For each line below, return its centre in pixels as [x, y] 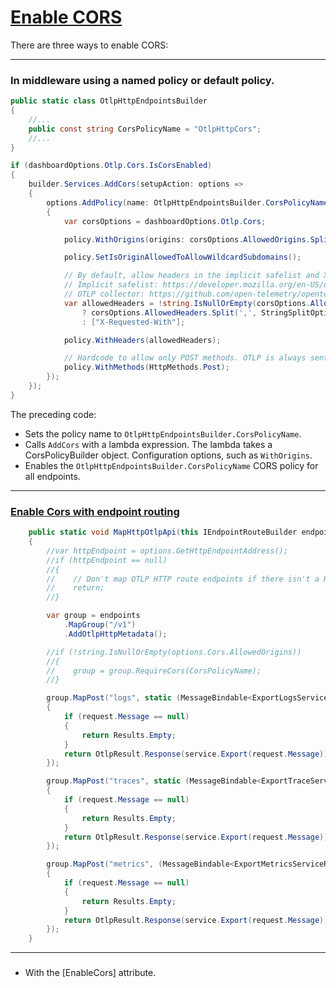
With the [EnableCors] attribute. [90, 973]
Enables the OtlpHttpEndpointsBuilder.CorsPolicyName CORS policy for [171, 465]
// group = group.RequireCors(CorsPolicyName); [154, 671]
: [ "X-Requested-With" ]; [133, 322]
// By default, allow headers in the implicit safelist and [191, 276]
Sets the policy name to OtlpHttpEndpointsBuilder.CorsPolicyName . [163, 433]
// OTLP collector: [104, 294]
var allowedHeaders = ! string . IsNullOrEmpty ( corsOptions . [187, 303]
